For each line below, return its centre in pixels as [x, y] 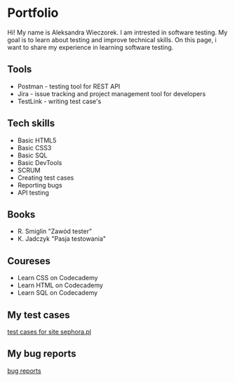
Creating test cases [46, 178]
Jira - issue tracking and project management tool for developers [112, 93]
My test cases [39, 315]
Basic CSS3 [34, 147]
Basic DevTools [40, 162]
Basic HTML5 [37, 140]
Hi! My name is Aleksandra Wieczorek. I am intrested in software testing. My [117, 32]
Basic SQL [32, 155]
